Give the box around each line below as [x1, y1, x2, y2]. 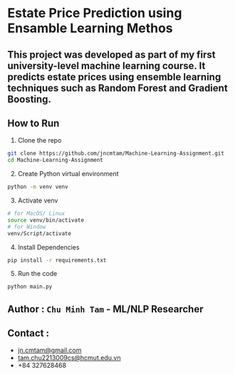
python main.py [7, 283, 53, 290]
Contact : [7, 327, 50, 339]
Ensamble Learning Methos [7, 20, 173, 36]
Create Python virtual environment [17, 170, 119, 178]
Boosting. [7, 93, 52, 105]
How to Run [7, 117, 60, 129]
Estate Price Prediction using [7, 5, 182, 21]
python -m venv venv [7, 183, 69, 190]
